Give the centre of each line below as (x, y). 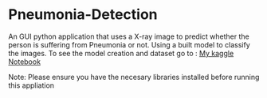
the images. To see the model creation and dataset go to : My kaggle (121, 53)
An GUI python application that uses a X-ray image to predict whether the (129, 36)
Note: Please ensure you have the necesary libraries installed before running (134, 77)
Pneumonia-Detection (83, 15)
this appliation (31, 85)
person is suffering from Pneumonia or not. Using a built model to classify (130, 44)
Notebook (25, 62)
